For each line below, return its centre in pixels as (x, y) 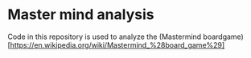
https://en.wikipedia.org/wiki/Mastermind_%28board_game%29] (117, 44)
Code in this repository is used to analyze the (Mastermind (105, 37)
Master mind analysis (81, 15)
